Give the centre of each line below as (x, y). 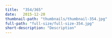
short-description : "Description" (41, 28)
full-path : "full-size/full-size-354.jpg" (50, 23)
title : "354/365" (24, 10)
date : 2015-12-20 (25, 14)
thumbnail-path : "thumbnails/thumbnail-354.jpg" (56, 19)
